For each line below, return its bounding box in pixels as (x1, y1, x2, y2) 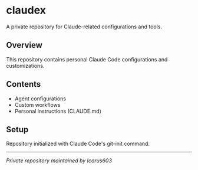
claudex (6, 4, 46, 17)
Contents (6, 79, 41, 89)
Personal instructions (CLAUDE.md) (14, 107, 102, 115)
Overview (6, 40, 43, 50)
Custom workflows (14, 101, 61, 108)
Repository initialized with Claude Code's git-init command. (6, 140, 150, 148)
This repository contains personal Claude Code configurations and (6, 55, 168, 63)
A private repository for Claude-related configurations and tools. (6, 23, 163, 30)
